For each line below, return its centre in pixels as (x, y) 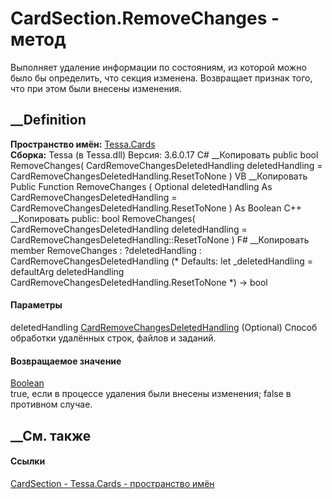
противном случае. (51, 404)
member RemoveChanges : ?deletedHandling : (106, 250)
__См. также (51, 435)
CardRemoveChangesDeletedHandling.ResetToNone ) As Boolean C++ (156, 208)
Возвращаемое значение (66, 361)
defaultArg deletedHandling (67, 271)
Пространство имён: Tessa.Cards (83, 144)
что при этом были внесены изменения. (96, 88)
